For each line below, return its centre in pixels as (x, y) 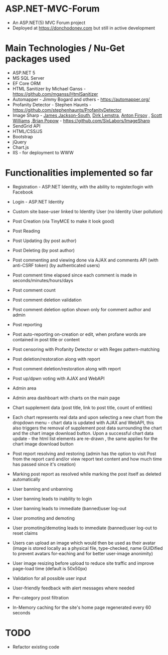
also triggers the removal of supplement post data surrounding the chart (87, 428)
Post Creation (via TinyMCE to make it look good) (63, 221)
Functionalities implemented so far (79, 173)
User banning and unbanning (42, 489)
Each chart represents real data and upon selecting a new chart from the (88, 417)
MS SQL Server (28, 78)
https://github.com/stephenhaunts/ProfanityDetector (67, 110)
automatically (26, 479)
